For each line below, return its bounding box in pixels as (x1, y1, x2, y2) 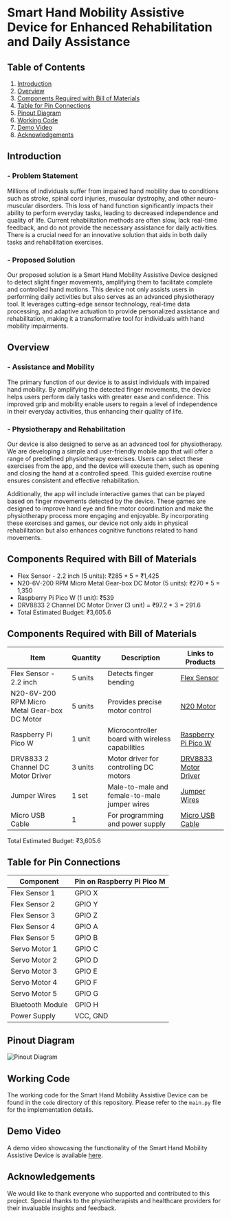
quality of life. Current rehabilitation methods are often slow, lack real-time (7, 216, 218, 224)
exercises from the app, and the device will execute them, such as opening (7, 462, 219, 470)
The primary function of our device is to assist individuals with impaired (7, 378, 210, 386)
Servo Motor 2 (10, 955, 57, 965)
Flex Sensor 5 (10, 933, 56, 943)
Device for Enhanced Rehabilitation (7, 19, 213, 35)
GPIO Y (74, 899, 98, 909)
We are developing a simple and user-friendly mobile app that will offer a (7, 447, 213, 455)
